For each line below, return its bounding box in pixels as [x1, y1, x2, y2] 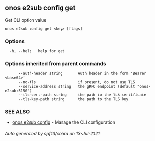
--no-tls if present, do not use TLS [18, 80, 135, 85]
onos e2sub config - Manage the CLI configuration [12, 119, 116, 125]
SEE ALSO [5, 108, 30, 115]
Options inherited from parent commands [5, 60, 107, 67]
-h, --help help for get [9, 49, 65, 54]
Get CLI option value [5, 17, 47, 23]
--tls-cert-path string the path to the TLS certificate [18, 93, 147, 97]
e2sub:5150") [5, 88, 32, 94]
